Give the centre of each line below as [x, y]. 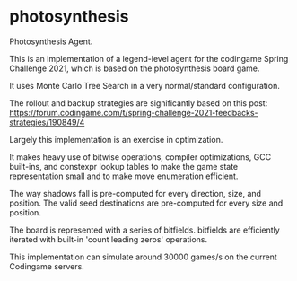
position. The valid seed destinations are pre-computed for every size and [146, 203]
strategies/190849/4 [47, 122]
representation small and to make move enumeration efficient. [124, 176]
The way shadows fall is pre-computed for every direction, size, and [135, 193]
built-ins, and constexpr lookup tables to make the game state [124, 166]
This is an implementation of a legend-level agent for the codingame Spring [149, 58]
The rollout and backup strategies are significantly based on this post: [139, 103]
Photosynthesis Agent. [51, 41]
